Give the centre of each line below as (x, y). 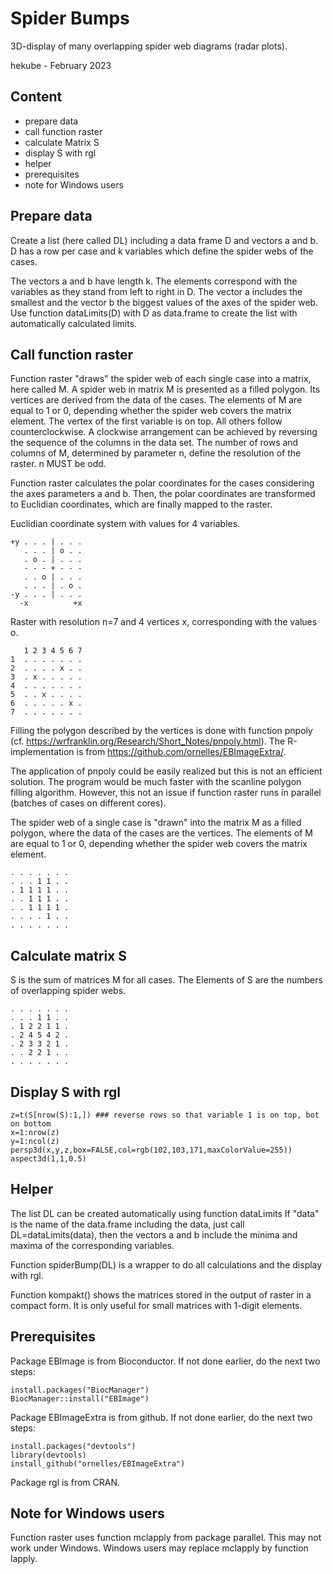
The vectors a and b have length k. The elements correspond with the (154, 281)
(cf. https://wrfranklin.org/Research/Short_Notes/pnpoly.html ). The (148, 741)
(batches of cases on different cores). (88, 803)
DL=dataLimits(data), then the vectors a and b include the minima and (154, 1234)
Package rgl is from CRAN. (65, 1482)
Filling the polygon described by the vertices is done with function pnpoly (161, 731)
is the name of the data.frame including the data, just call (127, 1224)
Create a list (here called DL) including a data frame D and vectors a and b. (164, 240)
